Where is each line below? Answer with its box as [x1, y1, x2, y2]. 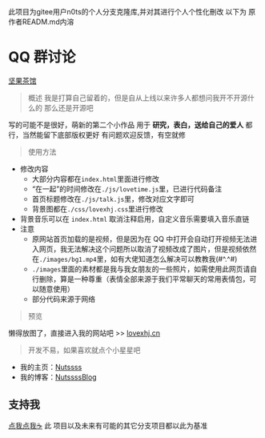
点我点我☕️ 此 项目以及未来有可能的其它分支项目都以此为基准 [8, 420, 208, 430]
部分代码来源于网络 [31, 294, 96, 303]
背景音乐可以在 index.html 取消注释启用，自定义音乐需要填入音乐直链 [19, 214, 250, 223]
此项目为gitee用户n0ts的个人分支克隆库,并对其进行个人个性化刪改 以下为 [8, 7, 247, 16]
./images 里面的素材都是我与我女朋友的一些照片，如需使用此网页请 [31, 263, 251, 274]
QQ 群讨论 [8, 48, 76, 66]
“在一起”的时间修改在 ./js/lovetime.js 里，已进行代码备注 [31, 183, 223, 194]
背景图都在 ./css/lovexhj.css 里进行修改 [31, 203, 164, 214]
